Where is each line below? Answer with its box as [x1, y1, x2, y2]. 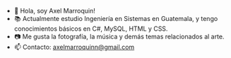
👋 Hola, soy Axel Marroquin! [13, 7, 95, 15]
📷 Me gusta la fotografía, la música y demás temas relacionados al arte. [13, 32, 225, 41]
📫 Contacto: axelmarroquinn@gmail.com [13, 43, 135, 51]
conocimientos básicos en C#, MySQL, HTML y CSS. [13, 24, 168, 33]
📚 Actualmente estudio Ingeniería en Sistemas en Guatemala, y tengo [13, 15, 218, 22]
